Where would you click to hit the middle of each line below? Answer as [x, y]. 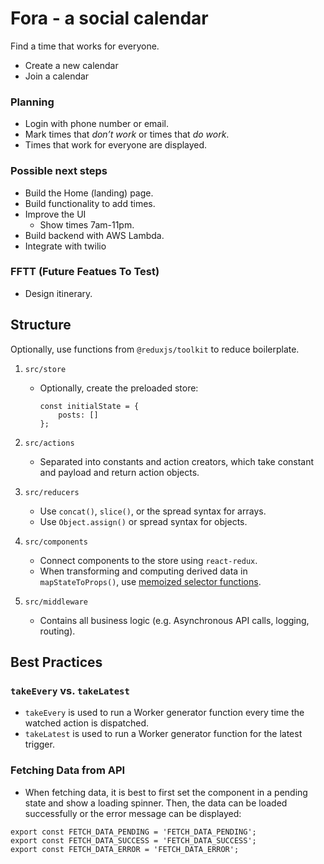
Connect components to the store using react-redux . [148, 560]
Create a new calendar [71, 65]
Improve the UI [55, 214]
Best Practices [56, 662]
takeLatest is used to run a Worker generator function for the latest [163, 734]
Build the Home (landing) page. [89, 193]
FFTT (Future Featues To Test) [85, 272]
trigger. [39, 744]
